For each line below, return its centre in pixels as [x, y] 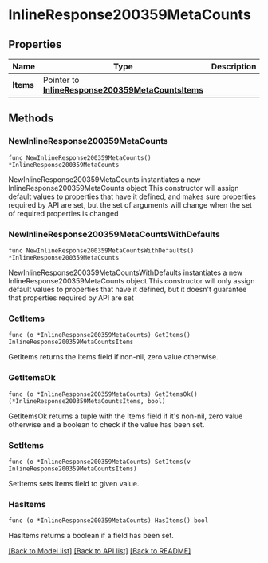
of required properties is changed [63, 213]
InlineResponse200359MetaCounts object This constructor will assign [124, 188]
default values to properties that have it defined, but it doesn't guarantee [128, 289]
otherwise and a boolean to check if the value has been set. [106, 424]
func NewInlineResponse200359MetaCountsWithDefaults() [101, 250]
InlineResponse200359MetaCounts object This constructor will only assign [132, 280]
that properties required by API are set [71, 298]
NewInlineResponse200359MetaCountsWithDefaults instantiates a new [126, 272]
